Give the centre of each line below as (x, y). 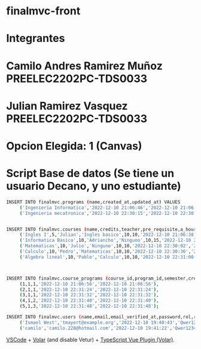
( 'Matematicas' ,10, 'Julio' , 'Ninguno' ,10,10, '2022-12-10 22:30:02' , (105, 246)
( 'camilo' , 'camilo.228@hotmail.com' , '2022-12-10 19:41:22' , (96, 328)
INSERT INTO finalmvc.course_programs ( (57, 278)
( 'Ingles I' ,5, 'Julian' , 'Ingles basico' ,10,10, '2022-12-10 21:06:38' (108, 235)
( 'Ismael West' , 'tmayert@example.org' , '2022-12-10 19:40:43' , (99, 322)
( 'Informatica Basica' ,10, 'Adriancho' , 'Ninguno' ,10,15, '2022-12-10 (105, 241)
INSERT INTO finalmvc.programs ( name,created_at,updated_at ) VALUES (93, 202)
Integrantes (36, 39)
